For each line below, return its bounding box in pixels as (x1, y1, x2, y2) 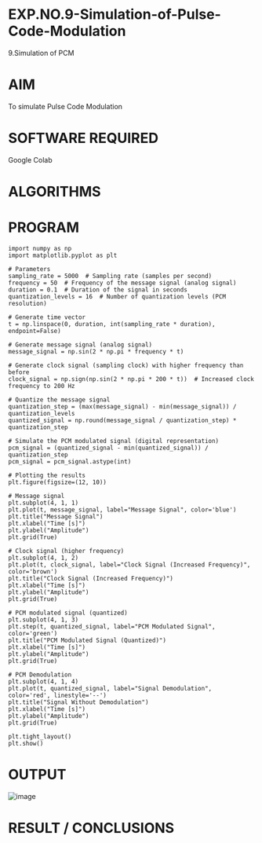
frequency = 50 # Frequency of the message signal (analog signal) (8, 279, 237, 287)
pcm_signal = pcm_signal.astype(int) (8, 457, 132, 465)
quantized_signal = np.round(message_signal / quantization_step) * (8, 416, 237, 424)
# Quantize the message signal (8, 395, 111, 404)
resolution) (8, 299, 47, 307)
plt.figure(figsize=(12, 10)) (8, 478, 107, 486)
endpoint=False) (8, 327, 61, 335)
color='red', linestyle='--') (8, 691, 107, 699)
